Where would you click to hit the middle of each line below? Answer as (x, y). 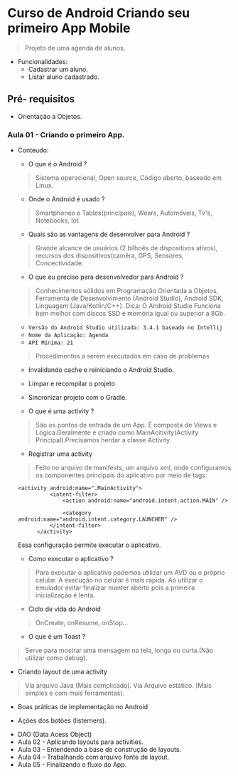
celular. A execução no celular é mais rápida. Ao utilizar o (119, 580)
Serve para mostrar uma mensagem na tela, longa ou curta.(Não (119, 650)
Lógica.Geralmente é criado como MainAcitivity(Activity (117, 432)
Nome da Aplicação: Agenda (68, 336)
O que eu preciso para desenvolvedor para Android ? (106, 277)
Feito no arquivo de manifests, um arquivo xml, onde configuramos (133, 468)
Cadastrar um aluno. (58, 69)
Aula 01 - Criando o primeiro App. (66, 134)
